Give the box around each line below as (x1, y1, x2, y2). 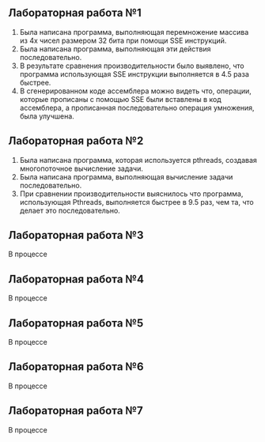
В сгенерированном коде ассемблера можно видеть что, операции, (19, 86, 252, 96)
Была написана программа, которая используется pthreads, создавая (19, 155, 257, 164)
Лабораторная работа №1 (8, 6, 142, 20)
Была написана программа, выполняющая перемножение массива (19, 27, 249, 36)
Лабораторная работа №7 (8, 404, 144, 417)
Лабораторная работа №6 (8, 360, 144, 374)
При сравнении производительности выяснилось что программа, (19, 189, 244, 198)
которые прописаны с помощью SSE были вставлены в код (19, 94, 221, 104)
